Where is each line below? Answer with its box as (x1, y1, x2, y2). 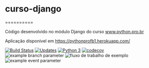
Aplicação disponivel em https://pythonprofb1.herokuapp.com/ (5, 38, 130, 44)
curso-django (5, 3, 62, 14)
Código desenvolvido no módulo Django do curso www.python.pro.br (5, 28, 144, 34)
